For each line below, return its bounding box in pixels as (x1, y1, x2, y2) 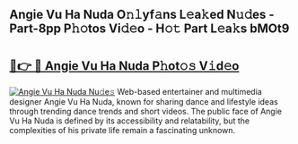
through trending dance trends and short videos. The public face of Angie (9, 106, 283, 116)
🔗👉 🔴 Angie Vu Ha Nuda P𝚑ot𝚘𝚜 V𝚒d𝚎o (9, 58, 240, 73)
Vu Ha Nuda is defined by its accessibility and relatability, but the (9, 115, 250, 126)
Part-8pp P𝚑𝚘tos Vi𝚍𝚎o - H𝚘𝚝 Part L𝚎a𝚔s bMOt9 (9, 21, 290, 37)
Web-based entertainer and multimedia (116, 87, 262, 97)
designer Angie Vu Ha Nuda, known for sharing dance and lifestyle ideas (9, 97, 278, 106)
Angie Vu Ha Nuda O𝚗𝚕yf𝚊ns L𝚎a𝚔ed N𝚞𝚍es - (9, 7, 276, 22)
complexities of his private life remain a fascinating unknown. (9, 125, 236, 135)
